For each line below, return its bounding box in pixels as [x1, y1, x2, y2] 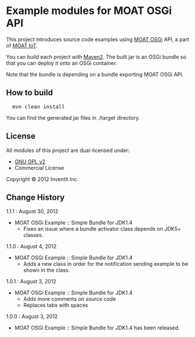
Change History [6, 192, 65, 202]
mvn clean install [12, 103, 66, 110]
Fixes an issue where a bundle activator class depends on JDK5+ [23, 225, 182, 232]
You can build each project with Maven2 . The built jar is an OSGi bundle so [6, 53, 186, 60]
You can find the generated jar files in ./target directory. [6, 114, 141, 121]
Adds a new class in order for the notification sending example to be [23, 260, 189, 267]
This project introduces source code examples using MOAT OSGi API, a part [6, 36, 189, 43]
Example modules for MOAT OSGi [6, 4, 172, 18]
